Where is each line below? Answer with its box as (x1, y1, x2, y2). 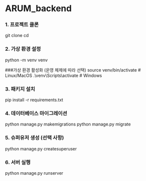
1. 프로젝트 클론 (5, 21, 39, 28)
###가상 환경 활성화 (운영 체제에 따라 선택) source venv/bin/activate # (5, 67, 141, 73)
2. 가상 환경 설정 (5, 46, 41, 53)
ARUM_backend (5, 3, 72, 14)
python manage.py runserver (5, 170, 63, 176)
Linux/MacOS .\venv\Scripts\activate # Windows (5, 72, 102, 78)
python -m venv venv (5, 57, 48, 63)
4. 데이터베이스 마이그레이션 (5, 110, 67, 117)
